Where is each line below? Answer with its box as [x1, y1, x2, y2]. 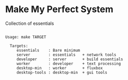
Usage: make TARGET [5, 34, 47, 39]
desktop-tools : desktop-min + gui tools [16, 70, 108, 75]
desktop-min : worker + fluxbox [16, 65, 103, 70]
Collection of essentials [5, 20, 54, 26]
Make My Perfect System [5, 4, 114, 15]
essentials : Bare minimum [16, 48, 80, 53]
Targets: [10, 43, 28, 49]
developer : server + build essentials [16, 57, 123, 62]
